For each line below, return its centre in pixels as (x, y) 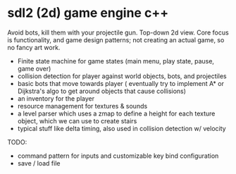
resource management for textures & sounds (82, 106)
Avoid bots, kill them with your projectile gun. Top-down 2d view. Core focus (118, 32)
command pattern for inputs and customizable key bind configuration (118, 156)
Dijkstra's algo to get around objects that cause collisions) (102, 91)
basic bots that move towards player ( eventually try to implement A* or (120, 83)
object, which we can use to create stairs (77, 120)
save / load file (39, 163)
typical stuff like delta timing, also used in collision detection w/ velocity (122, 128)
